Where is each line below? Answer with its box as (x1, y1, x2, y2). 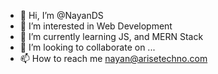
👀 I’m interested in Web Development (19, 20, 173, 32)
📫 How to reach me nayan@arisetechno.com (19, 53, 208, 64)
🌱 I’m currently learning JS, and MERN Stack (19, 31, 204, 42)
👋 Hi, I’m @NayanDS (19, 10, 104, 21)
